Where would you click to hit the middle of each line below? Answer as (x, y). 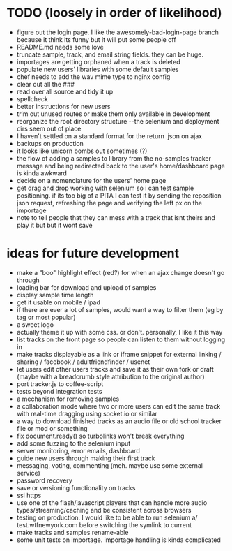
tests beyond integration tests (59, 391)
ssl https (29, 495)
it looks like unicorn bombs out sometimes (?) (82, 151)
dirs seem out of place (49, 128)
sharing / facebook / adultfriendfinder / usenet (83, 362)
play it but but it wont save (54, 225)
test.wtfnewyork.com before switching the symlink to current (104, 524)
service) (29, 473)
